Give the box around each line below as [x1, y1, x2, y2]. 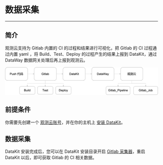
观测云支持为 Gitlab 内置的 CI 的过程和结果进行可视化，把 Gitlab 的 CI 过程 [5, 45, 153, 51]
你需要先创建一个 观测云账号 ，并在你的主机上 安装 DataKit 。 [5, 119, 125, 125]
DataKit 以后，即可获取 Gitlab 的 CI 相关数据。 [5, 155, 97, 161]
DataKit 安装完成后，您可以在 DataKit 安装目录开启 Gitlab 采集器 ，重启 [5, 148, 146, 154]
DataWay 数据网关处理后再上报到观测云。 [5, 57, 88, 63]
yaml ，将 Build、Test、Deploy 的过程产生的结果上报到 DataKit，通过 [18, 51, 157, 57]
